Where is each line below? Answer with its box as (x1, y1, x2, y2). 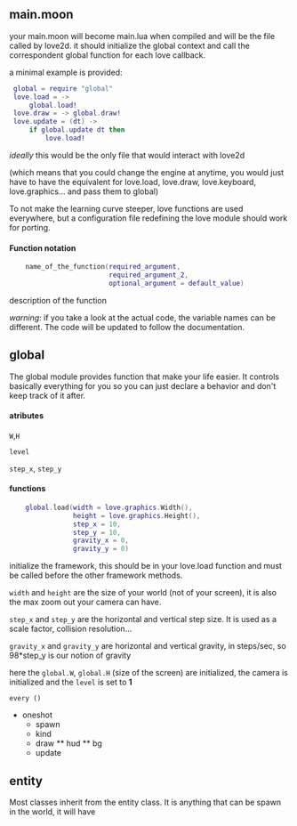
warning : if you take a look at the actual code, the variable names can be (9, 312, 276, 323)
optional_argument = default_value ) (108, 279, 245, 287)
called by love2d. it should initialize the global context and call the (9, 40, 251, 51)
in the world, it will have (9, 806, 96, 817)
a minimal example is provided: (9, 67, 123, 77)
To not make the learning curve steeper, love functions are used (9, 203, 244, 214)
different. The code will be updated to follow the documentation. (9, 321, 245, 332)
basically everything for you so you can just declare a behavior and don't (9, 380, 277, 391)
